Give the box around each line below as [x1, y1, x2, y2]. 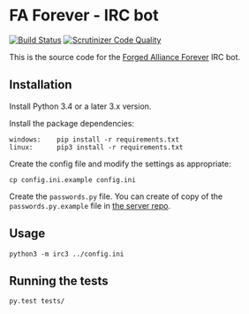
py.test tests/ [9, 297, 65, 306]
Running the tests [9, 273, 109, 288]
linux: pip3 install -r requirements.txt [9, 142, 184, 151]
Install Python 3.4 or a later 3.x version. [9, 101, 152, 111]
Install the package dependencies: [9, 118, 135, 128]
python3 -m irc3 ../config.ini [9, 249, 124, 258]
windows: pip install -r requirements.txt [9, 134, 179, 144]
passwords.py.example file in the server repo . [9, 200, 170, 211]
